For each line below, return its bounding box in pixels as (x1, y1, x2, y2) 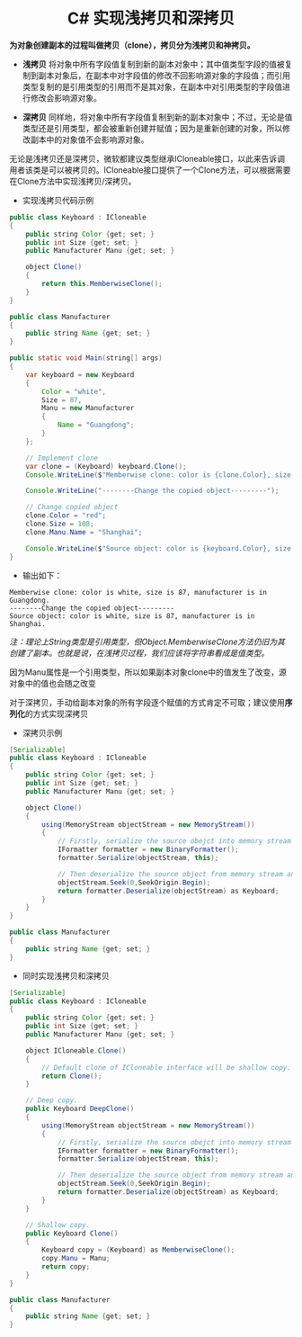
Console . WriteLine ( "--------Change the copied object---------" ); (25, 487, 280, 496)
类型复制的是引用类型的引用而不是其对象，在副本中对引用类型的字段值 (22, 81, 283, 92)
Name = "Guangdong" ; (57, 420, 135, 430)
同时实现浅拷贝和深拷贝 (22, 970, 110, 981)
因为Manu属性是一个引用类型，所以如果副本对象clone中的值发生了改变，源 (9, 667, 288, 677)
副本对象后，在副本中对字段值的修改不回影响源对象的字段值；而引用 (38, 69, 290, 81)
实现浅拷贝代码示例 (22, 194, 94, 205)
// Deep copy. (25, 1096, 78, 1105)
